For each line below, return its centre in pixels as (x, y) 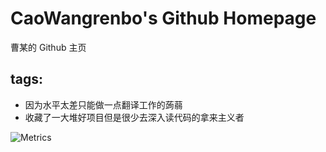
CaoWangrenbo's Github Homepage (163, 18)
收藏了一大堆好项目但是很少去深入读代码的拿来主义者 (134, 117)
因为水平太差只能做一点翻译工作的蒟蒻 (103, 104)
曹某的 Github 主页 (48, 47)
